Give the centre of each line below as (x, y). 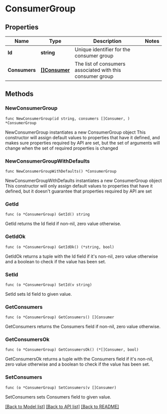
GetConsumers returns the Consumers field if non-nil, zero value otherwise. (83, 327)
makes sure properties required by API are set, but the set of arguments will (83, 143)
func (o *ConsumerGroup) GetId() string (48, 214)
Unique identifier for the (102, 49)
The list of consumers (100, 64)
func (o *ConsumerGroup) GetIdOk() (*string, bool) (60, 247)
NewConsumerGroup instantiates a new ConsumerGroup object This (75, 132)
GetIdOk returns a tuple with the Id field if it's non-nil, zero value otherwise (82, 256)
